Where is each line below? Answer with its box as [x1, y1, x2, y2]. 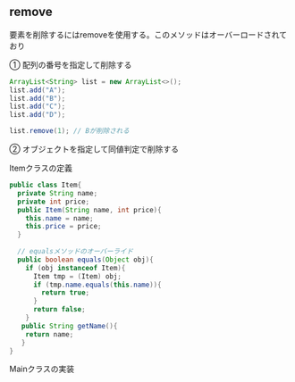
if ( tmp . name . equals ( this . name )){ [32, 280, 163, 289]
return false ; [32, 305, 87, 314]
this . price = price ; [25, 222, 102, 231]
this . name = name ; [25, 213, 94, 223]
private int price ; [17, 197, 90, 206]
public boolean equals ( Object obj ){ [17, 255, 154, 264]
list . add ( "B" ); [9, 94, 66, 103]
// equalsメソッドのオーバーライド [17, 247, 134, 256]
